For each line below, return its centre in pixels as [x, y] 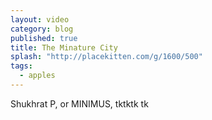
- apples [37, 76]
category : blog [42, 29]
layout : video [40, 19]
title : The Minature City [64, 47]
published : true [44, 38]
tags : [21, 66]
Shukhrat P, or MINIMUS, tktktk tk [79, 103]
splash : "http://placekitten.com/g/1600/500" [106, 57]
